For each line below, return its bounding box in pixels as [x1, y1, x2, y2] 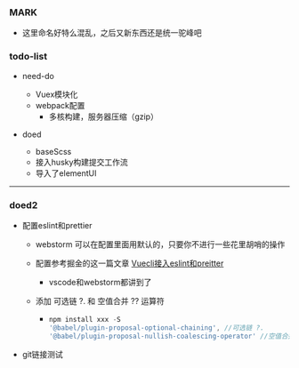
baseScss [35, 146, 72, 156]
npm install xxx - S [48, 315, 122, 324]
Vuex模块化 [35, 89, 78, 100]
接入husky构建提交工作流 [35, 156, 129, 167]
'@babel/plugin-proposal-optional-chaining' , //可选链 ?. [48, 323, 264, 332]
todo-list [9, 51, 47, 63]
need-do [21, 70, 55, 81]
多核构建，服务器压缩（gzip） [48, 111, 158, 122]
